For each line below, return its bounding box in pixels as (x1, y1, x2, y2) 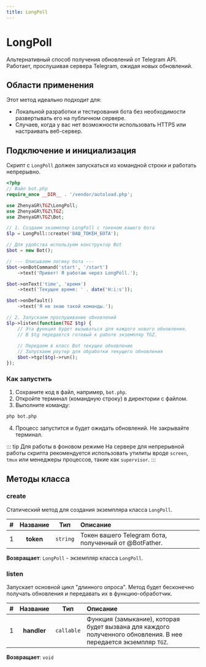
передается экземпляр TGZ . (86, 638, 169, 647)
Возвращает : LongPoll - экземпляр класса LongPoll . (6, 554, 143, 562)
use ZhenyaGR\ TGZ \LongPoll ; (6, 202, 78, 208)
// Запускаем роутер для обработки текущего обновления (17, 349, 164, 355)
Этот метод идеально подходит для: (6, 96, 102, 104)
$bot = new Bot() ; (6, 248, 53, 254)
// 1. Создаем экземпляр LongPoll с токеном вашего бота (6, 225, 155, 231)
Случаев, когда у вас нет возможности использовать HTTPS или (15, 121, 186, 129)
